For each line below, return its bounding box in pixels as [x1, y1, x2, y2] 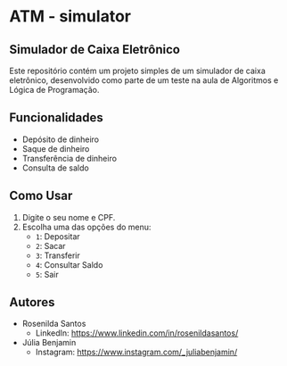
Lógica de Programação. [9, 85, 100, 95]
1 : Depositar [35, 230, 80, 242]
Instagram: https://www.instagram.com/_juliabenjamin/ [35, 346, 238, 358]
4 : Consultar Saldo [35, 259, 103, 270]
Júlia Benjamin [21, 337, 77, 348]
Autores [9, 295, 55, 310]
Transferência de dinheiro [21, 153, 118, 163]
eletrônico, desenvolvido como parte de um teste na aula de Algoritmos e [9, 75, 279, 86]
